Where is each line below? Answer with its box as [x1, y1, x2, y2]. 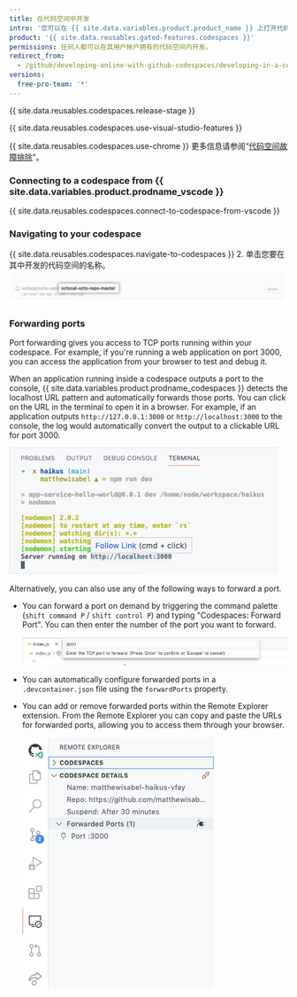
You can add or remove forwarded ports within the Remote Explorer [21, 700, 269, 711]
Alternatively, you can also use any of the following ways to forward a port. [9, 583, 282, 594]
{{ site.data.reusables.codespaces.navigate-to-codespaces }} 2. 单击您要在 [9, 249, 286, 260]
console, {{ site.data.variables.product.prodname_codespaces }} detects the [9, 383, 288, 393]
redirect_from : [9, 51, 65, 61]
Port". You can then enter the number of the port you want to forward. [21, 619, 277, 630]
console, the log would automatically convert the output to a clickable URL [9, 421, 280, 432]
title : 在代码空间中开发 [9, 14, 90, 23]
